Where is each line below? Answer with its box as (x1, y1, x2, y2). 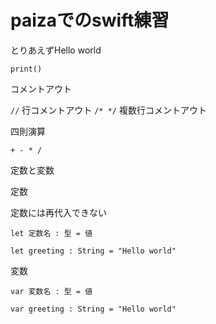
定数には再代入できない (10, 206, 107, 218)
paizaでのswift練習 (10, 9, 170, 32)
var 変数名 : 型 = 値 (10, 286, 93, 296)
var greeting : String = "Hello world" (10, 304, 177, 314)
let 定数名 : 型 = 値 (10, 228, 93, 238)
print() (10, 64, 43, 74)
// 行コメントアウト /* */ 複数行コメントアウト (10, 104, 207, 116)
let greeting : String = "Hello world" (10, 246, 177, 256)
